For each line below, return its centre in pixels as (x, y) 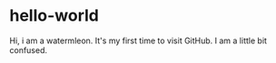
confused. (29, 49)
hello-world (54, 16)
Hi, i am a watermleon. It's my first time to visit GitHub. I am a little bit (138, 40)
